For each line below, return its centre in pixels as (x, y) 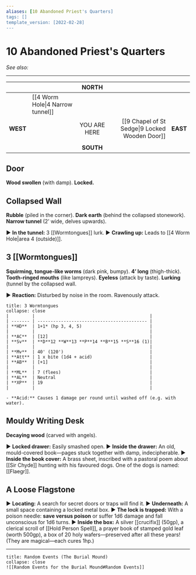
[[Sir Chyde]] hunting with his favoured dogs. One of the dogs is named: (93, 465)
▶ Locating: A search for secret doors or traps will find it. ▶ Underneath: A (97, 504)
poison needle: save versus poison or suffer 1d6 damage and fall (85, 516)
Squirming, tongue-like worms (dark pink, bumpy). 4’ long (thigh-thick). (94, 271)
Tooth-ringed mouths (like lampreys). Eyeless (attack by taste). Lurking (93, 277)
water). (15, 403)
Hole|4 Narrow (52, 105)
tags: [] (17, 17)
